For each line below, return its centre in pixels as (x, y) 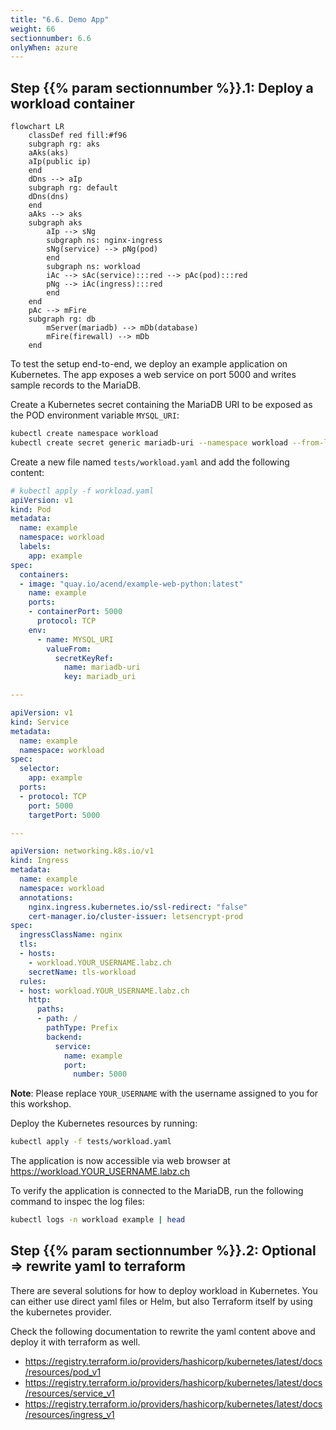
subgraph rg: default (73, 188)
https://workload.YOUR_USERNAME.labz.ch (100, 1172)
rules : (33, 981)
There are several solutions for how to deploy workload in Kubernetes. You (164, 1290)
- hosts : (37, 954)
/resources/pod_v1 (63, 1372)
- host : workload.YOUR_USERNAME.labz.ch (104, 991)
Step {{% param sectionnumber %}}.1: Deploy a (162, 87)
